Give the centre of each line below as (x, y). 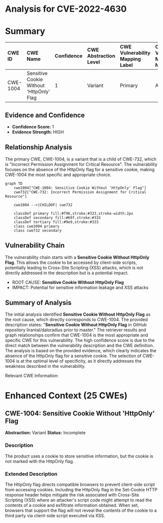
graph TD (14, 183)
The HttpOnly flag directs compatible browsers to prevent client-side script (80, 484)
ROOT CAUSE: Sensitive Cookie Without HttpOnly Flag (68, 282)
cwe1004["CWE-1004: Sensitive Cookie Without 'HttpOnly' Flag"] (80, 188)
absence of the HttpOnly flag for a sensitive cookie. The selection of (73, 356)
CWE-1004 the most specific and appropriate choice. (58, 175)
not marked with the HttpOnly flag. (40, 461)
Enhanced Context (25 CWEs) (66, 395)
